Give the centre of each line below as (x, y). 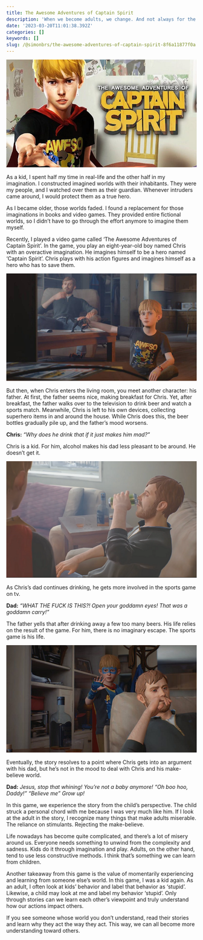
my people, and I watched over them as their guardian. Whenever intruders (100, 190)
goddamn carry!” (28, 612)
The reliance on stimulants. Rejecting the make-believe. (75, 825)
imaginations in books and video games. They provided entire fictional (94, 214)
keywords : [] (23, 39)
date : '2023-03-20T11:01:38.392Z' (50, 25)
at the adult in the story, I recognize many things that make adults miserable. (101, 818)
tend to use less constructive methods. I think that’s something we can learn (101, 856)
